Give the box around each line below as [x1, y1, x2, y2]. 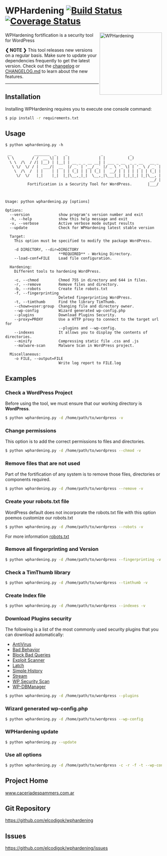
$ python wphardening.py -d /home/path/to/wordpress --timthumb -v [5, 580, 148, 585]
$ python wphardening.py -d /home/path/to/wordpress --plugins [5, 693, 139, 698]
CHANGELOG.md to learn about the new [5, 68, 88, 74]
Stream [12, 673, 27, 679]
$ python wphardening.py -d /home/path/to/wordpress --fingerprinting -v [5, 557, 162, 562]
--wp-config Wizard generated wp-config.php [14, 308, 126, 314]
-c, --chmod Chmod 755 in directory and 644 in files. [14, 278, 148, 283]
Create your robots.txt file [5, 498, 70, 505]
